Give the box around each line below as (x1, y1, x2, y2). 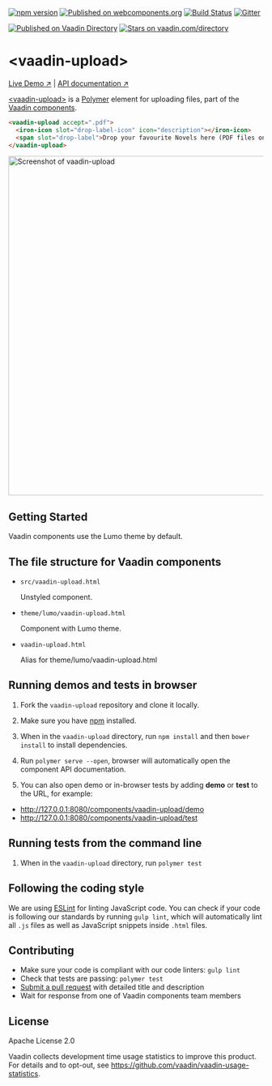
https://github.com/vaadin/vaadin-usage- (110, 1060, 249, 1070)
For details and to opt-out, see (8, 1060, 109, 1070)
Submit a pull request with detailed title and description (19, 982, 205, 992)
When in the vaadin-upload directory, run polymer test (19, 857, 202, 867)
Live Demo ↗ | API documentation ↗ (8, 78, 130, 88)
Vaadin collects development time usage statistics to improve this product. (8, 1052, 257, 1062)
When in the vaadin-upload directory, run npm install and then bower (19, 731, 250, 741)
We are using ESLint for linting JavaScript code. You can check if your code (8, 903, 261, 913)
